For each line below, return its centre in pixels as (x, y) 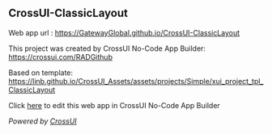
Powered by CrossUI (42, 121)
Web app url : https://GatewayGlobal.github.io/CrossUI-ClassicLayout (124, 32)
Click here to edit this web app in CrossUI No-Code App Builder (114, 105)
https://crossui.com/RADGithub (61, 57)
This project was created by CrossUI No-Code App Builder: (107, 48)
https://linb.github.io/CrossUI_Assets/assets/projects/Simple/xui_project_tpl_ (136, 81)
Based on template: (41, 73)
